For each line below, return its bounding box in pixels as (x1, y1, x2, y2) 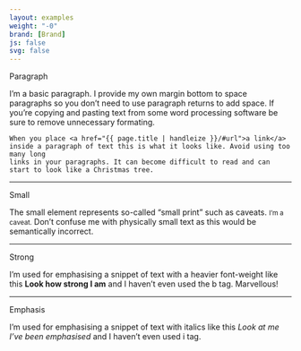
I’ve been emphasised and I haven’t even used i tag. (9, 331, 202, 342)
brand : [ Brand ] (9, 30, 66, 39)
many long (9, 150, 47, 159)
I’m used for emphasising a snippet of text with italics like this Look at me (9, 321, 279, 332)
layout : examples (9, 13, 74, 22)
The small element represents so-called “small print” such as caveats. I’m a (9, 207, 284, 218)
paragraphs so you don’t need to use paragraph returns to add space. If (9, 98, 275, 108)
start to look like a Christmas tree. (9, 166, 154, 175)
